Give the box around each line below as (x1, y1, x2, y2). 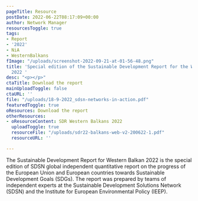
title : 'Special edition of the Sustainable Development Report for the (6, 63, 189, 70)
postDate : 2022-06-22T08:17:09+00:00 (6, 14, 99, 20)
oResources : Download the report (6, 108, 88, 114)
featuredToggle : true (6, 102, 60, 108)
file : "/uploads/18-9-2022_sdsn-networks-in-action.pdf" (6, 96, 149, 102)
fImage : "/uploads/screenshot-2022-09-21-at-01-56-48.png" (6, 58, 154, 64)
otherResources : (6, 113, 46, 119)
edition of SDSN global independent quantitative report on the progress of (6, 163, 186, 170)
